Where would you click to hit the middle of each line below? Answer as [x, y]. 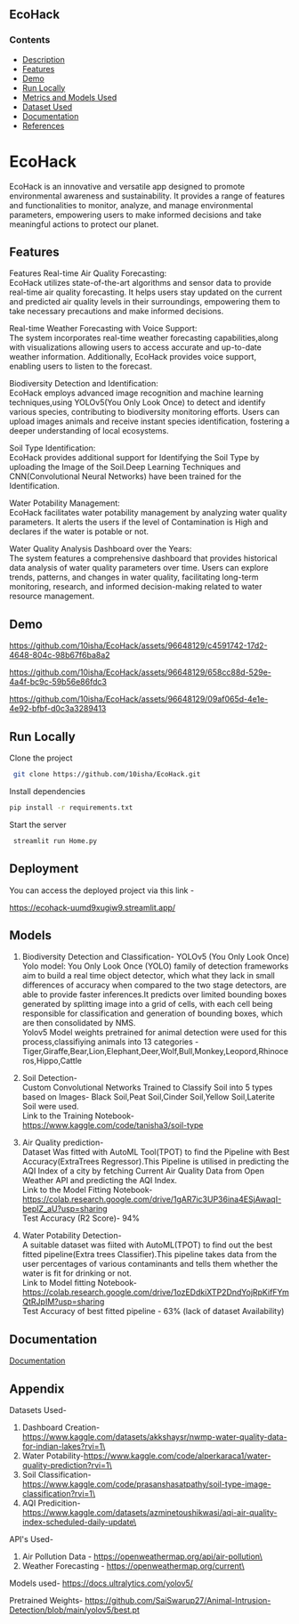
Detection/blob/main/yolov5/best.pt [74, 1610]
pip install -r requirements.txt [71, 808]
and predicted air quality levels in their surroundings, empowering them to [145, 302]
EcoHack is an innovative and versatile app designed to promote [127, 186]
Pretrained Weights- [46, 1600]
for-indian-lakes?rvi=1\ [64, 1446]
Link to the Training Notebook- [78, 1116]
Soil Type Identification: [53, 448]
